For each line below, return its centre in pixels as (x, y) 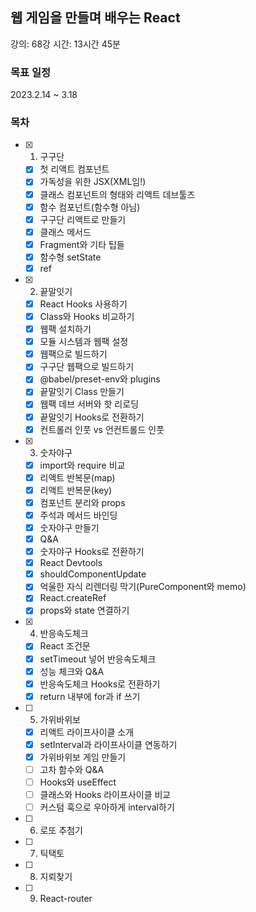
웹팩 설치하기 (65, 329)
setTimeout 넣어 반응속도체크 (98, 659)
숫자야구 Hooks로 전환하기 (92, 552)
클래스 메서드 (65, 232)
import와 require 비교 (82, 465)
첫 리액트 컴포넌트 (74, 169)
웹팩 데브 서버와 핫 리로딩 (89, 404)
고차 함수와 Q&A (72, 769)
